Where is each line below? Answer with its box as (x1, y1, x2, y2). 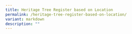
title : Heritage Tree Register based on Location (5, 7, 114, 12)
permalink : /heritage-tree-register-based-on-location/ (5, 12, 127, 17)
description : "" (5, 21, 40, 26)
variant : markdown (5, 16, 45, 21)
